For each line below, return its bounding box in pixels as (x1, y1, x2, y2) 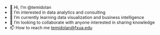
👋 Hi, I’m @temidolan (9, 5, 52, 10)
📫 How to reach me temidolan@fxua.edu (9, 25, 93, 30)
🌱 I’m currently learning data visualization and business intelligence (9, 15, 144, 20)
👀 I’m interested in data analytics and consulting (9, 9, 106, 15)
